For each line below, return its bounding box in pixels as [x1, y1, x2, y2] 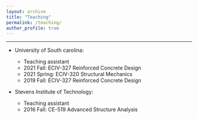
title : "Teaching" [6, 14, 51, 20]
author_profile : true [6, 25, 60, 31]
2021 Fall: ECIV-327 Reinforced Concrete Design [23, 64, 141, 71]
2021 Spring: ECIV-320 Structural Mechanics [23, 71, 133, 78]
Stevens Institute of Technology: [14, 88, 94, 95]
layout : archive [6, 8, 46, 15]
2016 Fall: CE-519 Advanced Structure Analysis [23, 106, 138, 113]
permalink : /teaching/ [6, 19, 62, 25]
